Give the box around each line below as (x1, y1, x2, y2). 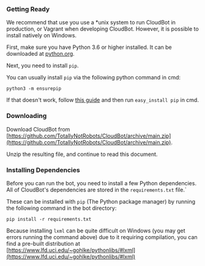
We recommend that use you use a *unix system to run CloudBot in (6, 19, 176, 26)
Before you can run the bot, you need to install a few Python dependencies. (6, 179, 197, 187)
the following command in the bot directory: (6, 204, 117, 212)
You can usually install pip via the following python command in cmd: (6, 74, 181, 81)
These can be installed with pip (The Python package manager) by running (6, 198, 196, 205)
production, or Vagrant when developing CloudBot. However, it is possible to (6, 25, 199, 32)
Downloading (6, 112, 47, 120)
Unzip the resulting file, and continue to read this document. (6, 150, 158, 158)
